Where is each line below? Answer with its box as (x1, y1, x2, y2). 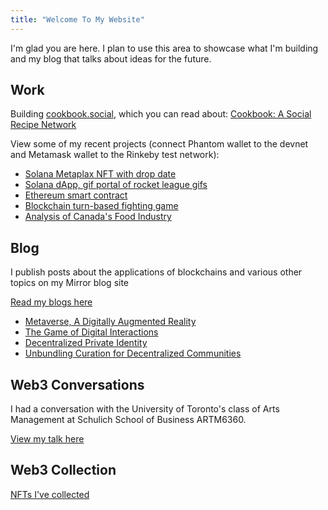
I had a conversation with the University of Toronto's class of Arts (10, 403, 280, 415)
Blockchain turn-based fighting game (24, 200, 179, 212)
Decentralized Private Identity (24, 337, 148, 349)
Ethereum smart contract (24, 189, 128, 201)
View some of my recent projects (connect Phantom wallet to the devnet (10, 138, 309, 150)
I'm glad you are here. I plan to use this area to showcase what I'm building (10, 42, 319, 54)
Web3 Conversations (10, 376, 145, 393)
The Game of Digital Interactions (24, 326, 159, 338)
